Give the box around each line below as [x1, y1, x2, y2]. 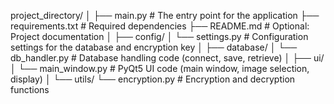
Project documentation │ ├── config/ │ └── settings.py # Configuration [10, 31, 309, 42]
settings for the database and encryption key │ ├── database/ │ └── [10, 41, 298, 53]
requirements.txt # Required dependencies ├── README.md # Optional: [10, 20, 310, 32]
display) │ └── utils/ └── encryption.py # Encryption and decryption [10, 73, 296, 85]
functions [10, 84, 50, 95]
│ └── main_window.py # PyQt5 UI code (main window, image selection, [10, 63, 310, 74]
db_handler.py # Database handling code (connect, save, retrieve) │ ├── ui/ [10, 52, 325, 64]
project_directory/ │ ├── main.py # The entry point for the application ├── [10, 10, 320, 21]
